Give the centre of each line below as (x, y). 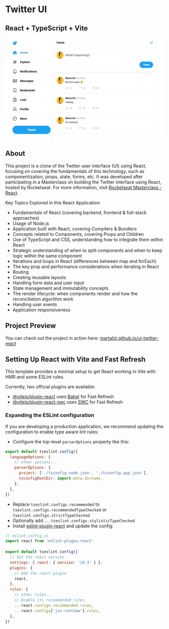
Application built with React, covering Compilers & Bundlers (75, 229)
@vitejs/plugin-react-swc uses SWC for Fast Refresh (68, 402)
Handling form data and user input (48, 283)
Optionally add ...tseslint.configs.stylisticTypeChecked (74, 520)
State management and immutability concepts (60, 288)
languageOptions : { (30, 457)
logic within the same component (47, 256)
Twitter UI (26, 9)
